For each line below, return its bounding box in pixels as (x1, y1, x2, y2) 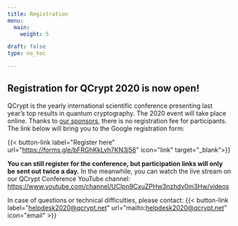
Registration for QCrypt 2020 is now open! (7, 83, 200, 95)
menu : (7, 17, 23, 24)
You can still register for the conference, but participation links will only (7, 159, 223, 168)
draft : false (7, 43, 46, 51)
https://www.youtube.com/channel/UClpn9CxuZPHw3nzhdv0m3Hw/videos (7, 182, 229, 190)
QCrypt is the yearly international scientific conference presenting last (7, 101, 213, 110)
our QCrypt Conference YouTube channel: (7, 174, 131, 183)
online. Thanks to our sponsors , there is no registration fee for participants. (7, 116, 227, 125)
